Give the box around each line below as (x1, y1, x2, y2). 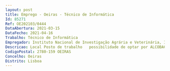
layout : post (5, 7, 33, 12)
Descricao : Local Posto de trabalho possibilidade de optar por (5, 44, 148, 49)
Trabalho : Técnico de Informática (5, 35, 78, 40)
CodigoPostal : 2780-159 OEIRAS (5, 49, 71, 54)
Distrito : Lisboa (5, 58, 42, 63)
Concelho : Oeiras (5, 53, 42, 59)
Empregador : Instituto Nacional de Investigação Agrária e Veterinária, (5, 40, 162, 45)
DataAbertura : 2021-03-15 (5, 26, 60, 31)
